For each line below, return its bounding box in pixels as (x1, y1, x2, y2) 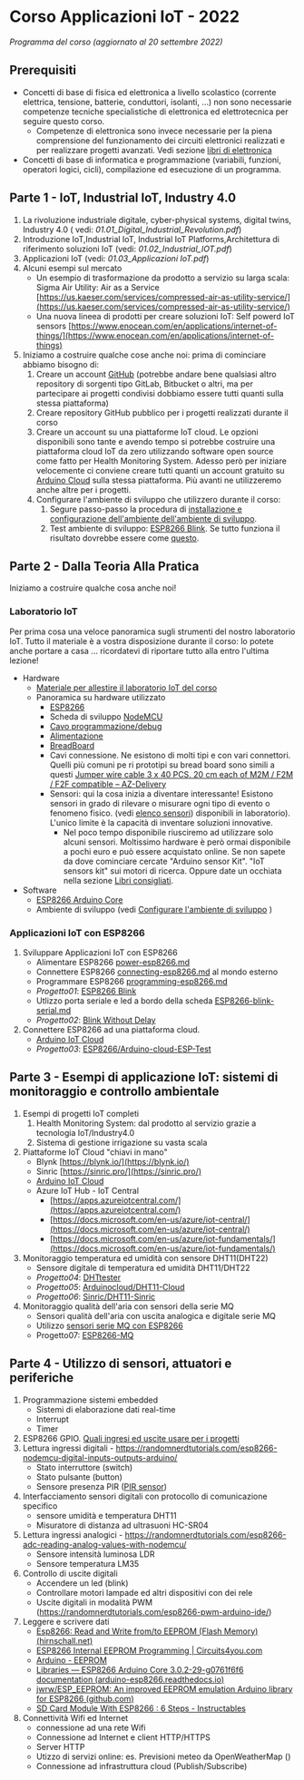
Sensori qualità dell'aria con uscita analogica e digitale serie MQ (35, 1310, 277, 1321)
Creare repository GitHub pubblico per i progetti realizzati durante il (35, 406, 289, 418)
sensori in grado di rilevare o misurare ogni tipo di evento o (49, 797, 270, 808)
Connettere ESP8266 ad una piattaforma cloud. (22, 1023, 201, 1035)
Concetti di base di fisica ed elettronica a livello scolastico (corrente (22, 86, 277, 97)
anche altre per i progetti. (35, 484, 132, 495)
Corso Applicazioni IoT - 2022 (9, 6, 240, 27)
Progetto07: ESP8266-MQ (35, 1329, 134, 1340)
